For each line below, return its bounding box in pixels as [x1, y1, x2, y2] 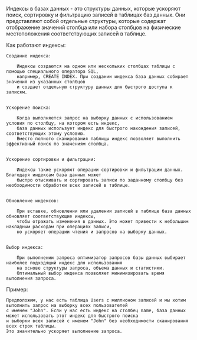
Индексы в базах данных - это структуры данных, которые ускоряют [6, 5, 181, 12]
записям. [6, 89, 28, 95]
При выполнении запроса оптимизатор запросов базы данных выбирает [17, 255, 186, 261]
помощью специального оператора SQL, [6, 69, 99, 75]
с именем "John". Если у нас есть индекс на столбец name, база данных [6, 307, 186, 313]
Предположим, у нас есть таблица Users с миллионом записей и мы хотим [6, 297, 186, 303]
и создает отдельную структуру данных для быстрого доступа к [17, 84, 173, 90]
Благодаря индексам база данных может [6, 172, 101, 178]
